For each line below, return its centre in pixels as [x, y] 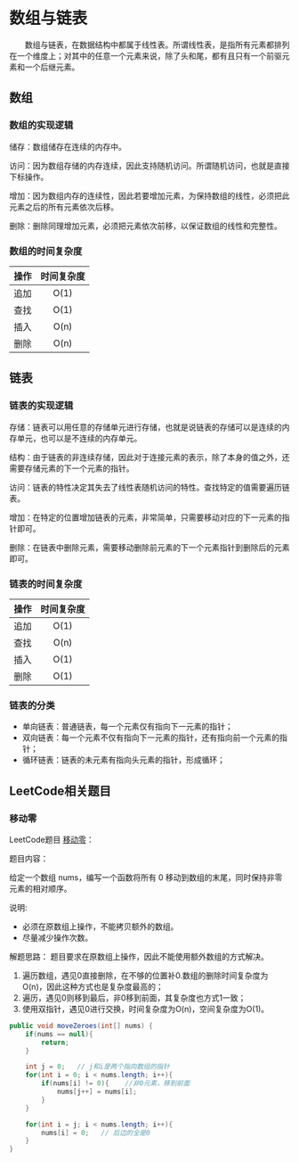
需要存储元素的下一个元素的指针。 [72, 468]
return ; [55, 1043]
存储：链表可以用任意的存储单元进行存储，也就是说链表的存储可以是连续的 [145, 427]
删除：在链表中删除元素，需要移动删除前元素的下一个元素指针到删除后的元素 [149, 547]
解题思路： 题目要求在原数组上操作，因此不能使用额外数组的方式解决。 [139, 956]
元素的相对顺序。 [40, 888]
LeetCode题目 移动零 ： [52, 839]
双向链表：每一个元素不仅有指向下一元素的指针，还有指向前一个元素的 [151, 738]
